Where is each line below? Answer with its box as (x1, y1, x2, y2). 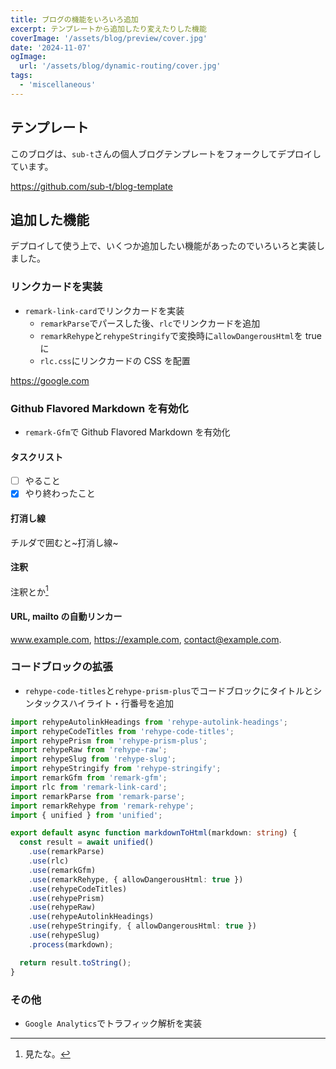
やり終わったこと (24, 487, 96, 500)
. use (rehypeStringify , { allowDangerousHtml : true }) (28, 921, 257, 931)
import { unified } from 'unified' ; (10, 810, 163, 820)
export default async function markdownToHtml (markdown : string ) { (10, 828, 298, 838)
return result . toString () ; (19, 957, 132, 968)
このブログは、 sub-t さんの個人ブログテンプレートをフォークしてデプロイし (10, 147, 322, 160)
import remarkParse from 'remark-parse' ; (10, 791, 186, 801)
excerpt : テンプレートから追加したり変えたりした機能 (10, 24, 207, 34)
